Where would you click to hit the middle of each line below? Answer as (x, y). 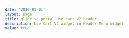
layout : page (19, 14)
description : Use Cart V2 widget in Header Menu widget (64, 23)
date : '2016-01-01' (25, 10)
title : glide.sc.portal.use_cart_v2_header (51, 19)
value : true (17, 28)
